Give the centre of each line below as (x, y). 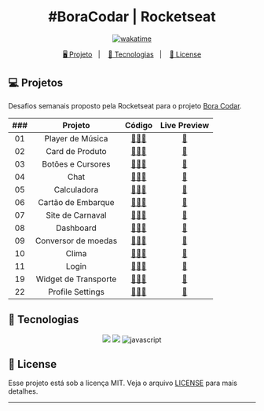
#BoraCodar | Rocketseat (132, 17)
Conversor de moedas (76, 240)
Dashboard (76, 228)
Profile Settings (76, 292)
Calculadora (76, 189)
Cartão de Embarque (77, 202)
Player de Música (76, 138)
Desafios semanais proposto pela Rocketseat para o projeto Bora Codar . (125, 105)
